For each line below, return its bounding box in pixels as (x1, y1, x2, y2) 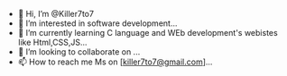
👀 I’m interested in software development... (17, 18, 178, 29)
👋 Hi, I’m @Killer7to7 (17, 9, 95, 19)
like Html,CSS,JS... (17, 37, 88, 47)
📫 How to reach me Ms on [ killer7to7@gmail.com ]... (17, 56, 213, 67)
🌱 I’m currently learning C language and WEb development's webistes (17, 28, 278, 38)
